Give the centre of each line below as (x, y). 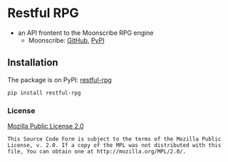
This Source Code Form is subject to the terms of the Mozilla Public (114, 139)
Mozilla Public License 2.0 (46, 126)
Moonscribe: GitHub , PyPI (66, 40)
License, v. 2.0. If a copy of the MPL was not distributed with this (114, 146)
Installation (33, 63)
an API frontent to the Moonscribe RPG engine (85, 33)
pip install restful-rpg (44, 93)
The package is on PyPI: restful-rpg (59, 80)
